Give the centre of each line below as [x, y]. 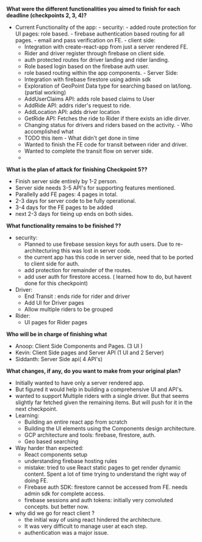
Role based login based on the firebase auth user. [87, 66]
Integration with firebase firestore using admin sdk [88, 79]
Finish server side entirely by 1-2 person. [66, 181]
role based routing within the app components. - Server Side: [101, 73]
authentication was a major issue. [66, 532]
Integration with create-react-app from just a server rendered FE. [106, 47]
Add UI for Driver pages [54, 303]
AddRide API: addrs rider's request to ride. [78, 105]
